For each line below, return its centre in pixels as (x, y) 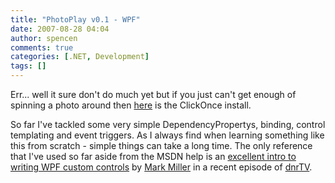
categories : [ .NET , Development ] (80, 57)
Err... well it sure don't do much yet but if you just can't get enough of (153, 94)
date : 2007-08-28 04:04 (60, 29)
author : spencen (44, 38)
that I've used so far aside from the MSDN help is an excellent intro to (153, 156)
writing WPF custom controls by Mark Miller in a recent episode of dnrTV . (161, 167)
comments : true (42, 47)
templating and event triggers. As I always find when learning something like (167, 135)
